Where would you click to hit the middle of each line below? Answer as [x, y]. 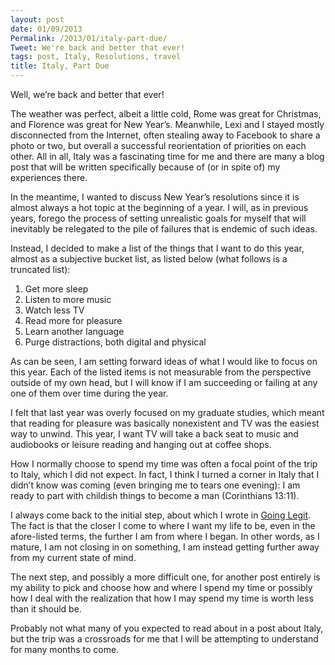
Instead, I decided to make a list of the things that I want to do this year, [157, 248]
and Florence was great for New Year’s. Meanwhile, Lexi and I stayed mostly [167, 124]
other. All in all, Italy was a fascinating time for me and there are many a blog [167, 156]
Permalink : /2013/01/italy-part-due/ [89, 38]
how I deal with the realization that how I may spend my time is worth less [162, 598]
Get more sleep [56, 289]
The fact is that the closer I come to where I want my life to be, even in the [163, 525]
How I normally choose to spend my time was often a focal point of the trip [164, 464]
